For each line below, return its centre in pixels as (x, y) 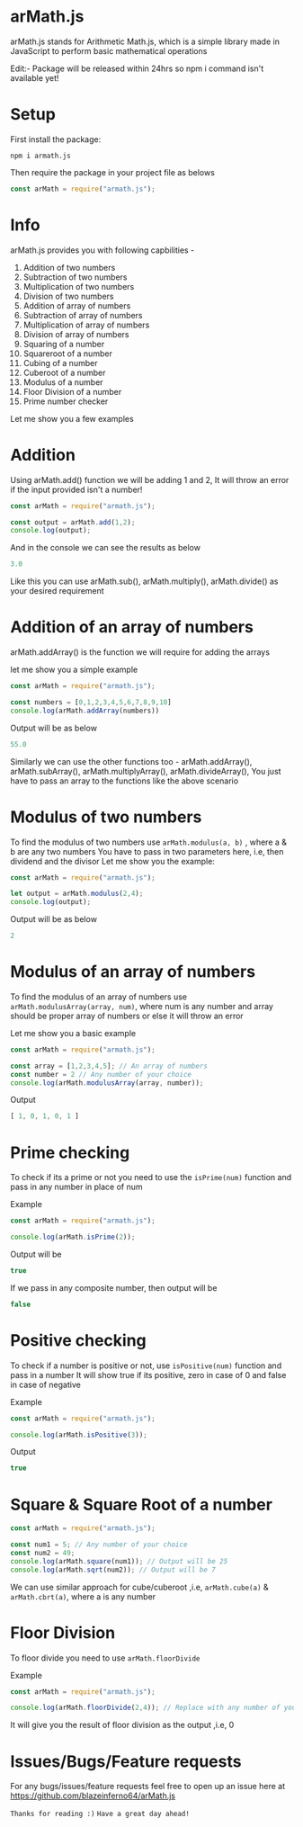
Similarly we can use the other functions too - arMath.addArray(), (131, 761)
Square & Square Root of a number (142, 1505)
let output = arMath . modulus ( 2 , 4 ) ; (77, 894)
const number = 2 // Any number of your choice (101, 1074)
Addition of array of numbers (77, 305)
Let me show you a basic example (73, 1033)
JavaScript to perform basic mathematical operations (109, 50)
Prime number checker (66, 401)
